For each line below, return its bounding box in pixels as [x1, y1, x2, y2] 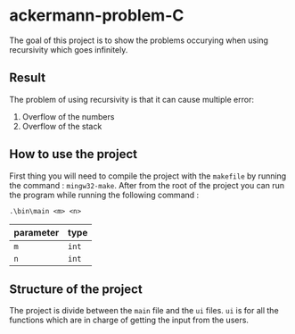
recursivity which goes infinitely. [9, 44, 128, 54]
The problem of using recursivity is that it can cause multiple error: [9, 94, 254, 104]
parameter [13, 226, 60, 238]
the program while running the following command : [9, 189, 200, 200]
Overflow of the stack [21, 121, 102, 131]
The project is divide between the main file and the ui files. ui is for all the [9, 305, 279, 316]
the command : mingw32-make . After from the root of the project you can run [9, 180, 285, 190]
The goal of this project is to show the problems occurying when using [9, 35, 269, 46]
